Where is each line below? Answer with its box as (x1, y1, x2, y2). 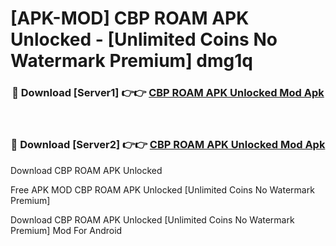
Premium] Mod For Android (10, 224, 123, 236)
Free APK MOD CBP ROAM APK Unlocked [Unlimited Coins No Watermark (10, 183, 315, 196)
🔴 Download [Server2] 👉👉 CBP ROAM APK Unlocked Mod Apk (10, 138, 326, 152)
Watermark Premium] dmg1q (10, 50, 253, 72)
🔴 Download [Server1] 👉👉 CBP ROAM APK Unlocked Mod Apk (11, 86, 325, 100)
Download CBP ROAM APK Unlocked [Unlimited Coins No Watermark (10, 213, 295, 226)
